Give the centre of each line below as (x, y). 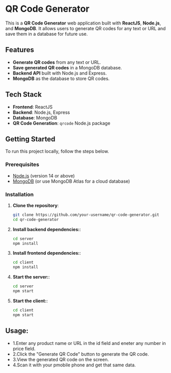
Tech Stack (23, 95)
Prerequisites (22, 165)
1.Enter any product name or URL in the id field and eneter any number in (89, 343)
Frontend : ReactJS (32, 107)
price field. (24, 349)
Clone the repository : (36, 205)
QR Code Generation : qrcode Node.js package (62, 123)
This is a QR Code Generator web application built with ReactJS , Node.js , (83, 23)
